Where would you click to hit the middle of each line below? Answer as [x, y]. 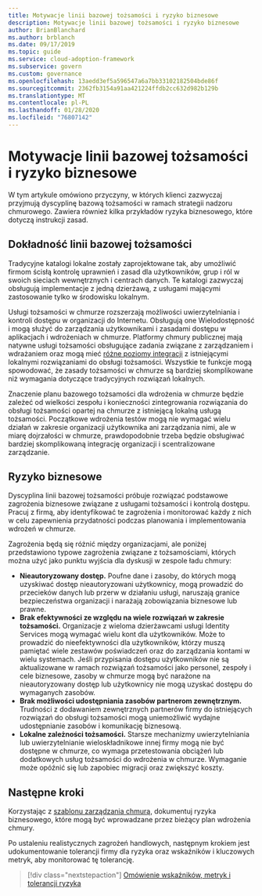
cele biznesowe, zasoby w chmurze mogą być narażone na [115, 676]
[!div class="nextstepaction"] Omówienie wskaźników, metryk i [129, 875]
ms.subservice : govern [45, 67]
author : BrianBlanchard [47, 30]
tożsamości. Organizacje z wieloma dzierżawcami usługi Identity [124, 626]
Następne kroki [46, 792]
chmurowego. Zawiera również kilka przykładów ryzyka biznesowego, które [130, 211]
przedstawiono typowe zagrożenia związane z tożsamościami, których [122, 552]
